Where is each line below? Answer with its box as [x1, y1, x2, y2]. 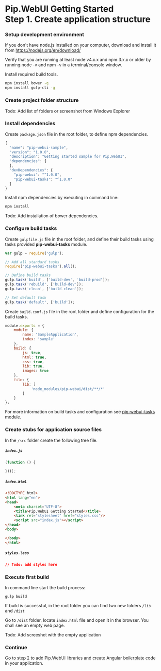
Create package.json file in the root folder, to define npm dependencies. [5, 131, 148, 137]
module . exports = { [5, 323, 45, 328]
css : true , [22, 359, 45, 364]
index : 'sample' [22, 337, 55, 342]
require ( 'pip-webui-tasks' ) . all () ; [5, 264, 77, 269]
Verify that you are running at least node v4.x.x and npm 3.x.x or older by [5, 57, 151, 63]
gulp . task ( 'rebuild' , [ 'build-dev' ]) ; [5, 282, 83, 287]
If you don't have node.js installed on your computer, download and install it [5, 42, 157, 48]
